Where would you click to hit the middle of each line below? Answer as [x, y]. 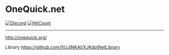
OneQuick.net [35, 9]
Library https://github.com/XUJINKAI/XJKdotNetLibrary [63, 47]
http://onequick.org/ [26, 37]
